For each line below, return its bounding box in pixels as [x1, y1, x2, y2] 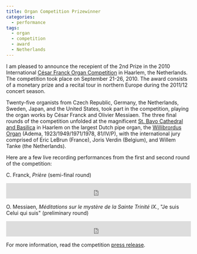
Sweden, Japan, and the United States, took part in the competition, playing [6, 105, 189, 112]
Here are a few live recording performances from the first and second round [6, 153, 190, 161]
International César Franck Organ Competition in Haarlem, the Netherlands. [6, 68, 188, 76]
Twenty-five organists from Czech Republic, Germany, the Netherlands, [6, 99, 179, 106]
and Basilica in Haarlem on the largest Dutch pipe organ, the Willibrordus [6, 123, 182, 131]
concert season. [6, 87, 46, 94]
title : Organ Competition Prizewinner [6, 8, 101, 15]
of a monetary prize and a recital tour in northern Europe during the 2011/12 [6, 81, 188, 88]
